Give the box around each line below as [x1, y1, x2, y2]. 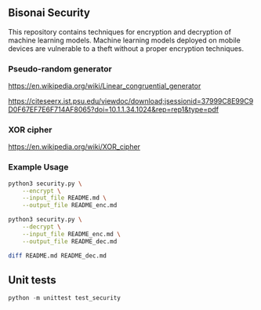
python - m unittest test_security [8, 294, 121, 302]
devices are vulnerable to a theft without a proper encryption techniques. [8, 43, 245, 53]
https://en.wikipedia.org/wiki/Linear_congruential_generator [8, 82, 201, 91]
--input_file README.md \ [22, 194, 107, 202]
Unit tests [8, 273, 56, 286]
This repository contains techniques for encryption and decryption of [8, 27, 231, 36]
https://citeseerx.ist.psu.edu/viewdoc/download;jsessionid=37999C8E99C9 [8, 97, 254, 106]
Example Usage [8, 162, 69, 173]
